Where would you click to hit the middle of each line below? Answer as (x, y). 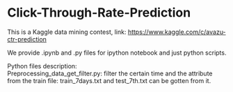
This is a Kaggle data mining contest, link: (67, 32)
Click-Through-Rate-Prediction (99, 13)
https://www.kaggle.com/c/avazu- (177, 32)
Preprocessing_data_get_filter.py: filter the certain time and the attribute (110, 73)
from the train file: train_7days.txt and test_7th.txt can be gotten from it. (109, 80)
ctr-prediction (27, 39)
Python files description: (42, 66)
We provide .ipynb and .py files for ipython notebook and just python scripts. (117, 53)
